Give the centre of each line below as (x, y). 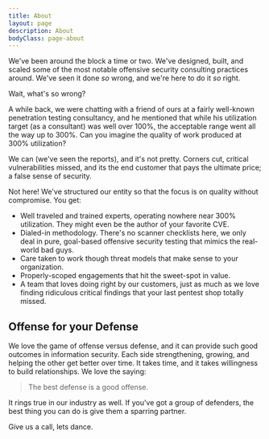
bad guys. (58, 250)
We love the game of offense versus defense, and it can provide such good (133, 346)
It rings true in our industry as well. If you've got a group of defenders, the (131, 403)
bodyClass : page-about (46, 38)
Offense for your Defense (73, 326)
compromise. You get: (45, 200)
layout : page (30, 23)
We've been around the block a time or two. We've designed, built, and (126, 61)
